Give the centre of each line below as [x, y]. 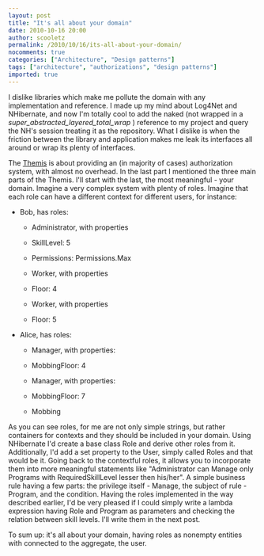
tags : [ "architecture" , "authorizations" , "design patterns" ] [113, 67]
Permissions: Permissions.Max [81, 257]
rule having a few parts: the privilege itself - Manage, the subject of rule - [128, 486]
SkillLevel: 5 [51, 242]
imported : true [33, 74]
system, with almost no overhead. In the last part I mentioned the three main [132, 171]
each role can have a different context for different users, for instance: [123, 196]
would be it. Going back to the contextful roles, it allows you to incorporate [130, 460]
